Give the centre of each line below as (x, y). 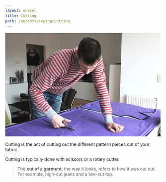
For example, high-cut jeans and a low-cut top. (65, 174)
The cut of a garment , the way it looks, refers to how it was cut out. (86, 169)
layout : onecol (21, 10)
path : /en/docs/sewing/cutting (38, 21)
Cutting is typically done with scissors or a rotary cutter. (62, 159)
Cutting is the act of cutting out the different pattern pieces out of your (78, 144)
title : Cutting (21, 16)
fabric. (12, 150)
